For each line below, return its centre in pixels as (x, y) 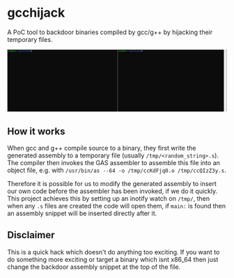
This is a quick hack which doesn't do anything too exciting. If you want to (114, 252)
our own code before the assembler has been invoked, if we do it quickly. (112, 191)
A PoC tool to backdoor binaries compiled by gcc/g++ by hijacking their (110, 32)
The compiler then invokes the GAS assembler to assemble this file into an (114, 162)
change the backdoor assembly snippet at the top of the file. (94, 267)
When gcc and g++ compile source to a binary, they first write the (102, 148)
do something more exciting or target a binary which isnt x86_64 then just (113, 259)
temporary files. (30, 39)
